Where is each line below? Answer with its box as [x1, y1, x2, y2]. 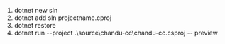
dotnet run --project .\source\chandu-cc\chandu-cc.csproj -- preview [13, 28, 218, 37]
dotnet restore [13, 21, 56, 29]
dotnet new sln [13, 6, 58, 14]
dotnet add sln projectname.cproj [13, 13, 112, 22]
